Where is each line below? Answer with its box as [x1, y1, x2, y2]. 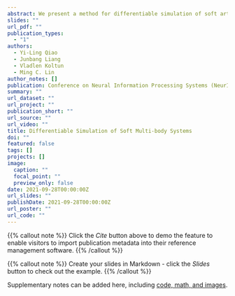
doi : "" [7, 134, 30, 141]
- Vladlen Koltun [13, 62, 64, 69]
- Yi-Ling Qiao [13, 50, 58, 57]
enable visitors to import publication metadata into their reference [7, 239, 197, 247]
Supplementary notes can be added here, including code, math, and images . [7, 281, 228, 289]
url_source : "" [7, 114, 52, 121]
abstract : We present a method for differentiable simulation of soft [7, 10, 218, 17]
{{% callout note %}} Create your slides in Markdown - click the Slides [7, 260, 210, 268]
